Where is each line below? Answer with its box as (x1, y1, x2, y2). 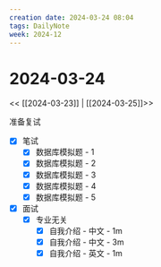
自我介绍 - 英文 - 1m (48, 247, 123, 258)
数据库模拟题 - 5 (35, 192, 97, 202)
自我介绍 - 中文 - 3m (48, 237, 124, 247)
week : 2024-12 (9, 30, 63, 39)
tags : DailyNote (9, 22, 70, 30)
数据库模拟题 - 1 (35, 147, 95, 158)
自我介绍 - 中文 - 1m (48, 225, 123, 236)
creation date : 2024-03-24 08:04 (9, 13, 134, 22)
